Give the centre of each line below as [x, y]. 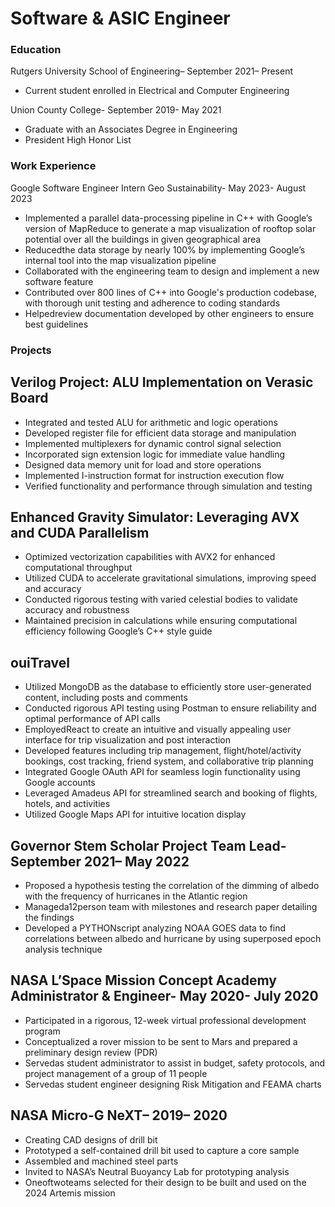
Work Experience [53, 166]
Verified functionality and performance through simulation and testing [168, 486]
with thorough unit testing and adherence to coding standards [152, 303]
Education [36, 50]
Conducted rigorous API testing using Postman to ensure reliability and [170, 708]
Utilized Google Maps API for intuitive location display [135, 814]
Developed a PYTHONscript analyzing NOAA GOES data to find [155, 928]
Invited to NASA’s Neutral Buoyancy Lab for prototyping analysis [157, 1171]
